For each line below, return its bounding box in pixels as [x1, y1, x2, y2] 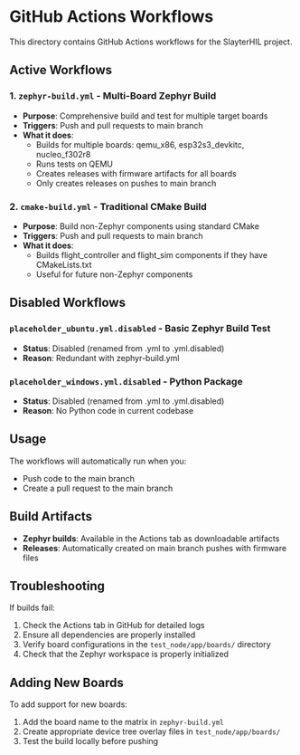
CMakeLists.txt [35, 259, 92, 270]
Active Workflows [9, 62, 113, 78]
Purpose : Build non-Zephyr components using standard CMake [22, 220, 260, 232]
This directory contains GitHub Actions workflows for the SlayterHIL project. [9, 36, 293, 47]
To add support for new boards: [9, 699, 128, 710]
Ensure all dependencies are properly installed [22, 629, 196, 640]
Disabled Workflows [9, 295, 127, 311]
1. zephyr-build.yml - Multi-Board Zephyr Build [9, 90, 217, 102]
